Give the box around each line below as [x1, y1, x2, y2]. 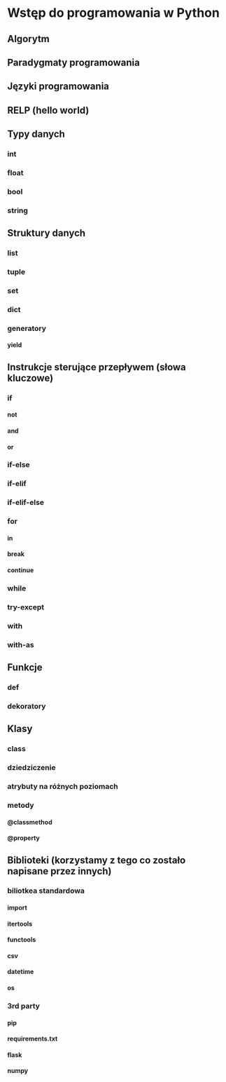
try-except [7, 602, 45, 611]
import [7, 903, 28, 912]
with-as [7, 640, 34, 649]
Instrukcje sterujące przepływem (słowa [7, 361, 187, 373]
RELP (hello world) [7, 104, 90, 116]
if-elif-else [7, 498, 44, 508]
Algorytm [7, 33, 50, 45]
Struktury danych [7, 227, 86, 239]
